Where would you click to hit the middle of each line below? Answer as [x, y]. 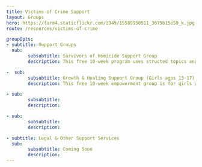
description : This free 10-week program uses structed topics [107, 61]
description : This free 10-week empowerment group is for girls [110, 83]
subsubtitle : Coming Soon [60, 149]
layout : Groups [25, 17]
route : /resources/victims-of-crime [52, 28]
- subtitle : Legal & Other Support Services [63, 138]
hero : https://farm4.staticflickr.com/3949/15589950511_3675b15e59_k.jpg [101, 23]
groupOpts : [20, 40]
